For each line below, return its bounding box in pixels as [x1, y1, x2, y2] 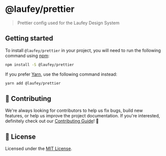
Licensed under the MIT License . [5, 146, 72, 152]
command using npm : [5, 52, 50, 58]
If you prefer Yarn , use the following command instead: [5, 71, 117, 77]
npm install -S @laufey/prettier [5, 62, 74, 67]
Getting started [5, 34, 54, 43]
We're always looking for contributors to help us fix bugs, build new [5, 107, 143, 113]
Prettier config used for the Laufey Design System [17, 20, 120, 26]
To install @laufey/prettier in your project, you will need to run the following [5, 47, 161, 53]
